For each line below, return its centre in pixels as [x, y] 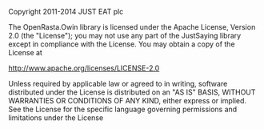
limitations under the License [56, 118]
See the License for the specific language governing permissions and [123, 109]
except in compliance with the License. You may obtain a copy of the [122, 44]
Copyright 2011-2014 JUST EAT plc [66, 12]
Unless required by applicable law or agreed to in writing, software [118, 84]
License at [25, 52]
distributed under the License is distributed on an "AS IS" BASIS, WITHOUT [132, 92]
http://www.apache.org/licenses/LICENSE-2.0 [84, 68]
